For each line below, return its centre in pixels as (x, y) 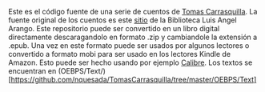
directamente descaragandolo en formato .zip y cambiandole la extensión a (133, 37)
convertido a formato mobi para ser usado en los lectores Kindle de (119, 54)
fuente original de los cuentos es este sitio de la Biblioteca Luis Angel (123, 20)
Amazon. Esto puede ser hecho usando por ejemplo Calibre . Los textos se (130, 62)
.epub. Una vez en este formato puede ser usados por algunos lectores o (129, 46)
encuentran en (32, 71)
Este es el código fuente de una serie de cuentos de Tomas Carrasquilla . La (133, 12)
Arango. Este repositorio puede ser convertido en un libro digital (114, 28)
